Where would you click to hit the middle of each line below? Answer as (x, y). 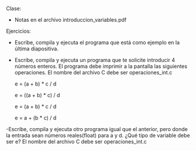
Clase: (14, 8)
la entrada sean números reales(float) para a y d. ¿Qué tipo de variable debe (98, 135)
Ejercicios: (18, 31)
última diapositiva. (36, 49)
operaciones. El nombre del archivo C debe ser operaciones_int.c (93, 72)
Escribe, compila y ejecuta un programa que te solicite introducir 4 (95, 60)
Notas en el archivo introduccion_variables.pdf (71, 20)
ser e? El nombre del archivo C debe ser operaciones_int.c (77, 142)
